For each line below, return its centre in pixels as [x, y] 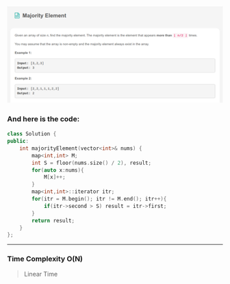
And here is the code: [43, 118]
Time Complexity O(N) [45, 259]
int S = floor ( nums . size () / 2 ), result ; [92, 163]
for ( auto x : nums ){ [58, 170]
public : [18, 141]
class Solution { [32, 134]
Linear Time [41, 274]
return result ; [53, 220]
